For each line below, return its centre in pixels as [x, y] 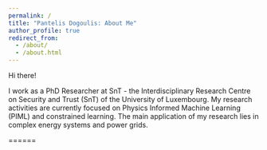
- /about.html [39, 53]
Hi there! [22, 75]
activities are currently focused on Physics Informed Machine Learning [124, 108]
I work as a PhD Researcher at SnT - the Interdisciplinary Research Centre [130, 91]
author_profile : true [44, 30]
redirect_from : [33, 38]
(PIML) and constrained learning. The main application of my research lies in [133, 116]
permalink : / [30, 16]
